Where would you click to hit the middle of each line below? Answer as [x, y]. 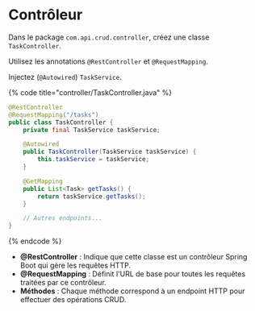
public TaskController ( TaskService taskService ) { [110, 152]
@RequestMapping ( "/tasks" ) [54, 114]
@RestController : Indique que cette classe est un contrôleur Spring [134, 257]
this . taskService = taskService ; [94, 160]
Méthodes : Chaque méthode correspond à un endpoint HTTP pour [132, 291]
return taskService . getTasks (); [92, 196]
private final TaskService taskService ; [92, 130]
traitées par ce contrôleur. [63, 283]
